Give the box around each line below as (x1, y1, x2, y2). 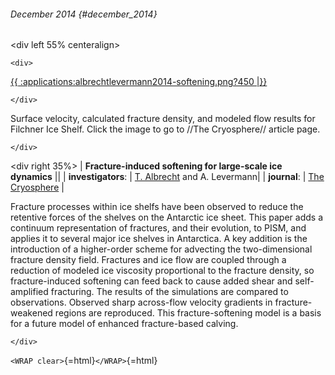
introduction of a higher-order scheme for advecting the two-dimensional (10, 243, 313, 255)
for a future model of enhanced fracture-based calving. (10, 318, 239, 330)
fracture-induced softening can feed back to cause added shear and (10, 275, 293, 287)
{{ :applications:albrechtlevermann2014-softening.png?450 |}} (10, 76, 268, 88)
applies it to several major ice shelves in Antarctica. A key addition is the (10, 233, 308, 245)
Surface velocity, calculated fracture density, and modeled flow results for (10, 113, 316, 125)
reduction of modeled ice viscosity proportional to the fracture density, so (10, 265, 315, 277)
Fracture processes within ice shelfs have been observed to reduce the (10, 201, 304, 213)
